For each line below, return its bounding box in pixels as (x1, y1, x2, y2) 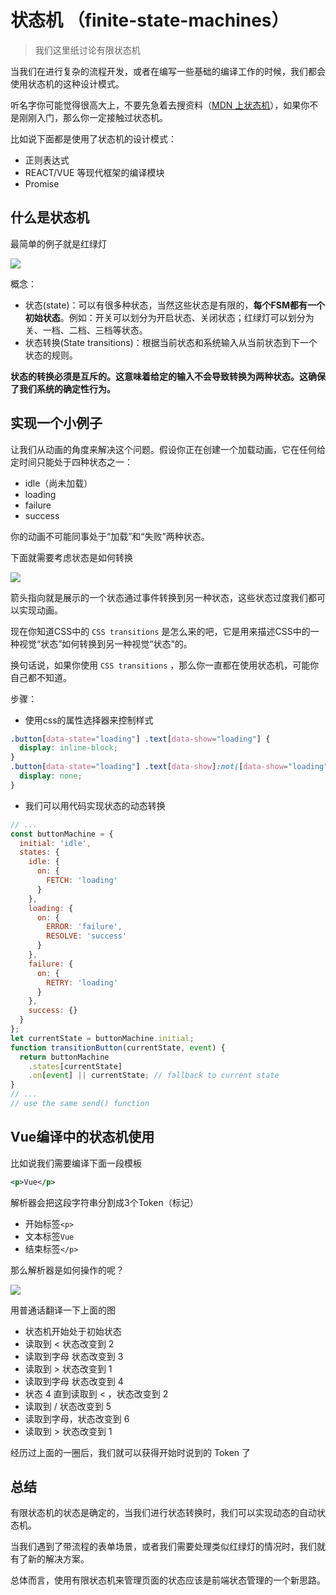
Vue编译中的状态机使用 (10, 1129, 155, 1146)
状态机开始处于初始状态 (24, 1325, 122, 1337)
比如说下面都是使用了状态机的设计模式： (10, 132, 177, 145)
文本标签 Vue (24, 1230, 75, 1242)
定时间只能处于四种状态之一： (10, 456, 133, 468)
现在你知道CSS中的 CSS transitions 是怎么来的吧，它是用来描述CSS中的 (10, 625, 311, 637)
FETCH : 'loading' (46, 876, 118, 886)
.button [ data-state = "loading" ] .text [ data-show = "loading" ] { (10, 734, 271, 744)
